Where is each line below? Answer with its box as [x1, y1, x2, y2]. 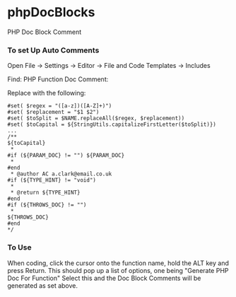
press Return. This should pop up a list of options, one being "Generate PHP [7, 266, 229, 274]
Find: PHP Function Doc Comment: [7, 75, 109, 83]
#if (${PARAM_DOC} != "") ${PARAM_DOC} [7, 152, 125, 159]
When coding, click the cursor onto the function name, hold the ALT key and [7, 259, 230, 267]
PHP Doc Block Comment [7, 28, 82, 36]
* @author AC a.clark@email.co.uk [10, 170, 112, 177]
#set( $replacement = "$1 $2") [7, 109, 100, 116]
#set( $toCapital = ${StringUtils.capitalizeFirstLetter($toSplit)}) [7, 121, 217, 128]
